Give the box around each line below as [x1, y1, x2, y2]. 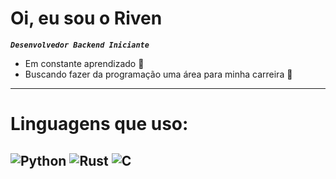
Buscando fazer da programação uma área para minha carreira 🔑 [24, 68, 293, 80]
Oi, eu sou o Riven [10, 7, 163, 30]
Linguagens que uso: [10, 113, 189, 136]
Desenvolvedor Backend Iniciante [10, 40, 150, 50]
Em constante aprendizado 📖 [24, 57, 145, 69]
